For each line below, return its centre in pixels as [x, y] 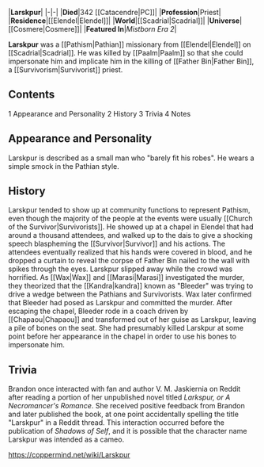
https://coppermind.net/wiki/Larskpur [69, 455]
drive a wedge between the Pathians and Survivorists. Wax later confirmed [130, 294]
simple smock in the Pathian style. [64, 166]
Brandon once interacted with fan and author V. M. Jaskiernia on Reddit [124, 389]
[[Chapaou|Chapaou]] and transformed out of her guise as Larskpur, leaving [132, 320]
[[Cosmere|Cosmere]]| [45, 29]
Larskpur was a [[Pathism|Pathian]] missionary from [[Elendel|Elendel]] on [130, 44]
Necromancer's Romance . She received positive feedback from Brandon [126, 406]
